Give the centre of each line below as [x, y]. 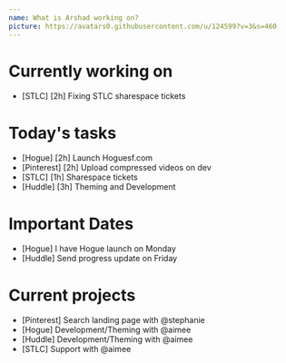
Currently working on [91, 71]
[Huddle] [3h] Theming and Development [99, 187]
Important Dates [71, 224]
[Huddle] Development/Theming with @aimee [107, 339]
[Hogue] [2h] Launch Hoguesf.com [87, 158]
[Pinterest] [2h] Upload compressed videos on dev [117, 168]
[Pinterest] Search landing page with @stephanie [113, 320]
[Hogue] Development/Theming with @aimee [106, 330]
